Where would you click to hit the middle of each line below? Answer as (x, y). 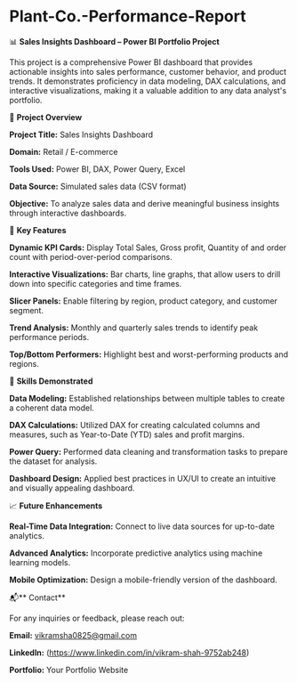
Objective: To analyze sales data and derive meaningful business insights (144, 203)
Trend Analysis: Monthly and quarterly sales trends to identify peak (134, 328)
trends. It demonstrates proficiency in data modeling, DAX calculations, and (148, 81)
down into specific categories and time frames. (96, 283)
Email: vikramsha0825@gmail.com (73, 635)
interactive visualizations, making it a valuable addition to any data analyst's (148, 90)
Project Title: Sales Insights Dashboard (81, 134)
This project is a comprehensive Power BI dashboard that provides (131, 62)
